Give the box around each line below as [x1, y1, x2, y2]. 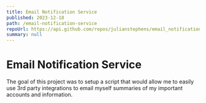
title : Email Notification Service [6, 9, 97, 15]
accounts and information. [6, 91, 73, 98]
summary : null [6, 32, 43, 38]
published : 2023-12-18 [6, 15, 64, 21]
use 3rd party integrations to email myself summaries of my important [6, 85, 183, 92]
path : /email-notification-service [6, 20, 97, 26]
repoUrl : [6, 26, 29, 32]
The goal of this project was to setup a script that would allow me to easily [6, 78, 194, 85]
